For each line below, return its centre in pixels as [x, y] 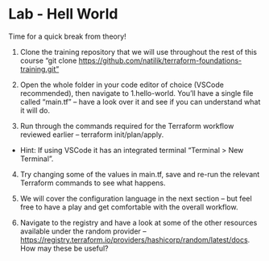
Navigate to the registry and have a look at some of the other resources [139, 222]
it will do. [35, 110]
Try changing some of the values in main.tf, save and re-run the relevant [140, 174]
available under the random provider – [83, 231]
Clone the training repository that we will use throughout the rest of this [139, 52]
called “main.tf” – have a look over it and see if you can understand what [140, 101]
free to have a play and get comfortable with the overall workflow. [129, 207]
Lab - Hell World [63, 14]
